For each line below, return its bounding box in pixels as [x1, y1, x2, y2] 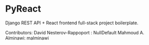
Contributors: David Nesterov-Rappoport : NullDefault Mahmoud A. [5, 29, 145, 35]
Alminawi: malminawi [5, 35, 49, 41]
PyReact [5, 3, 41, 15]
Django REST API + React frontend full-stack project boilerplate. [5, 20, 139, 26]
